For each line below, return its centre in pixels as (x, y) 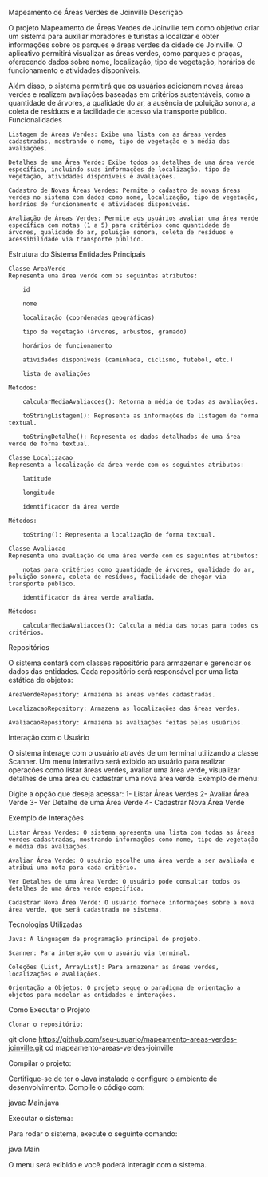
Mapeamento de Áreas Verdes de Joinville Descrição (96, 12)
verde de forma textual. (49, 444)
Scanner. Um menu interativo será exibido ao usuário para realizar (117, 761)
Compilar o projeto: (40, 1063)
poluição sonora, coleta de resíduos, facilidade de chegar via (117, 577)
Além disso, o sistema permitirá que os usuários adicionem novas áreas (126, 86)
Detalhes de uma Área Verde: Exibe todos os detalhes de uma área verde (132, 162)
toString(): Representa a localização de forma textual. (119, 535)
